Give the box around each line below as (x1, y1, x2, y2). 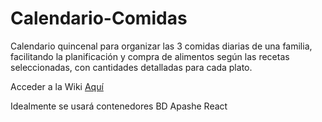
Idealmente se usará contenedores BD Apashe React (10, 100, 228, 112)
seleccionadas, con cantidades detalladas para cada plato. (10, 61, 253, 73)
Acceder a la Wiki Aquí (10, 80, 104, 92)
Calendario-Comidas (10, 7, 188, 30)
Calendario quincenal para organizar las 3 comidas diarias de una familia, (10, 40, 313, 52)
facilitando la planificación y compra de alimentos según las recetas (10, 50, 290, 62)
